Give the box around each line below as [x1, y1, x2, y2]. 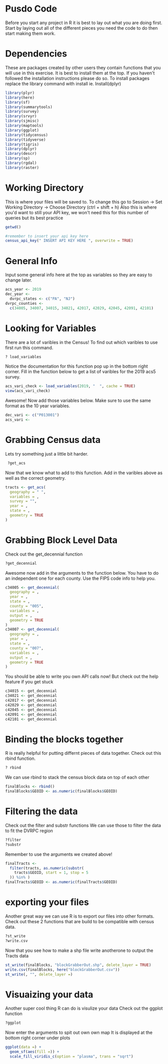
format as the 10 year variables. [5, 403, 70, 409]
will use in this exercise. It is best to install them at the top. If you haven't [5, 70, 155, 76]
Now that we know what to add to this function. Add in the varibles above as [5, 470, 163, 476]
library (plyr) [5, 90, 35, 96]
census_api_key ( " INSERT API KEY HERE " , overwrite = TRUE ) [5, 238, 134, 243]
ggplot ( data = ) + [5, 1044, 42, 1050]
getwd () [5, 224, 22, 229]
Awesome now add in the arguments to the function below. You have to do [5, 570, 159, 576]
